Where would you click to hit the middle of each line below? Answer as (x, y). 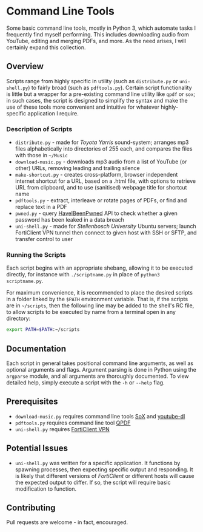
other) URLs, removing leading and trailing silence (78, 168)
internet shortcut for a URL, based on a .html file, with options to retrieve (105, 181)
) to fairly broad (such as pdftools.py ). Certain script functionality (110, 87)
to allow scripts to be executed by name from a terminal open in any (91, 312)
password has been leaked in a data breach (69, 220)
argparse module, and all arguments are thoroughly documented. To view (98, 376)
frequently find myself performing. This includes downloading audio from (98, 34)
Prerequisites (32, 402)
